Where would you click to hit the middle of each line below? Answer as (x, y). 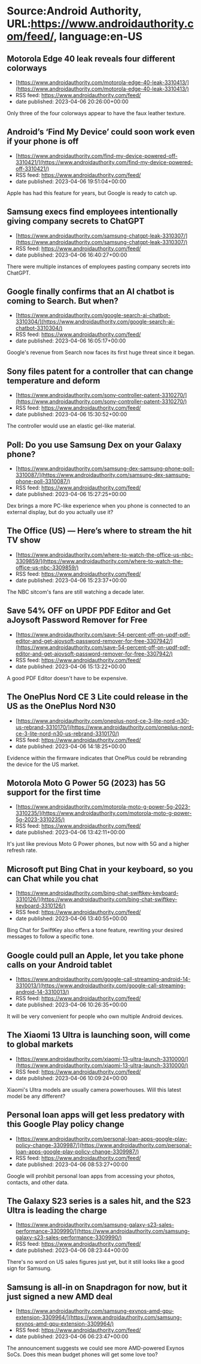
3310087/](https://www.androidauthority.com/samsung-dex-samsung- (103, 475)
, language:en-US (98, 37)
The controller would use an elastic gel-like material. (71, 426)
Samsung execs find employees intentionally (92, 212)
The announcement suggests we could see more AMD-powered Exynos (96, 1348)
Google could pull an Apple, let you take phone (95, 955)
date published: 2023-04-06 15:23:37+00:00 (71, 580)
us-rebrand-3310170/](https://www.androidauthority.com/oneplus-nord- (104, 727)
